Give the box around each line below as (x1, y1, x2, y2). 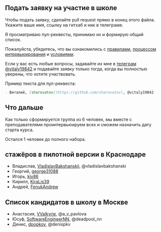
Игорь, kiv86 (12, 174, 39, 179)
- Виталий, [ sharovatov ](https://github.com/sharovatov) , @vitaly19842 (5, 90, 154, 95)
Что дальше (5, 103, 43, 112)
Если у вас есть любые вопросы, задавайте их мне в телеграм (5, 60, 137, 66)
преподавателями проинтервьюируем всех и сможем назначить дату (5, 121, 152, 127)
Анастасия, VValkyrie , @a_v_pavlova (12, 211, 87, 217)
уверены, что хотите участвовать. (5, 71, 77, 77)
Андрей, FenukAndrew (12, 184, 59, 190)
